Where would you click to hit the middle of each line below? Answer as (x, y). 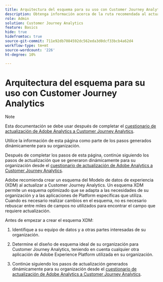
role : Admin (17, 18)
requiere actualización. (28, 211)
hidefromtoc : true (24, 37)
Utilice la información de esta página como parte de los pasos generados (78, 141)
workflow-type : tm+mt (27, 46)
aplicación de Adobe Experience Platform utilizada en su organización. (83, 254)
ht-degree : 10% (20, 55)
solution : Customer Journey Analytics (44, 23)
